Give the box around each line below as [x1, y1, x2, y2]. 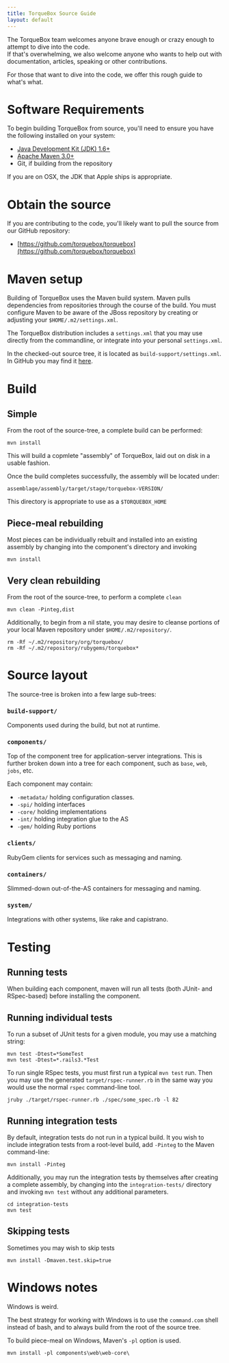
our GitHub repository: [7, 227, 70, 235]
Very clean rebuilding [7, 575, 100, 586]
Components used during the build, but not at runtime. [7, 721, 161, 729]
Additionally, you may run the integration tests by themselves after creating [7, 1173, 219, 1181]
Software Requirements [7, 101, 145, 117]
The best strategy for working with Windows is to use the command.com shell [7, 1316, 219, 1324]
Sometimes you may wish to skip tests [7, 1244, 115, 1252]
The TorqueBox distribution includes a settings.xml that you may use [7, 329, 203, 337]
